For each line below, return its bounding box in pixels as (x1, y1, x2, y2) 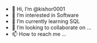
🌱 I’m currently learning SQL (11, 18, 81, 24)
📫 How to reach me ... (11, 31, 66, 37)
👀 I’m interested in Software (11, 12, 79, 19)
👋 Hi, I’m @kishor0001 (11, 6, 66, 12)
